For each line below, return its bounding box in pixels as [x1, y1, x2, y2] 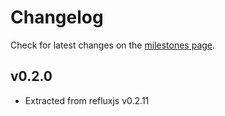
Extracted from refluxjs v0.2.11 [24, 94, 150, 106]
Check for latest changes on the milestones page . [10, 39, 216, 51]
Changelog [10, 6, 104, 29]
